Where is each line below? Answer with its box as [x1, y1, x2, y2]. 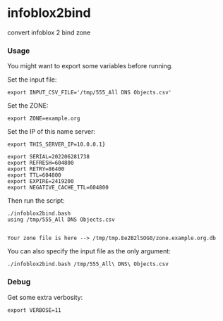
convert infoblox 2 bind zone [7, 28, 91, 37]
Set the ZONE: [7, 101, 49, 110]
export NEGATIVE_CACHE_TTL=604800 [7, 184, 109, 191]
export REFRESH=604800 [7, 160, 74, 167]
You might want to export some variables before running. [7, 62, 173, 70]
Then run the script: [7, 196, 65, 205]
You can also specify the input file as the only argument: [7, 247, 171, 256]
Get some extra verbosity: [7, 293, 83, 301]
